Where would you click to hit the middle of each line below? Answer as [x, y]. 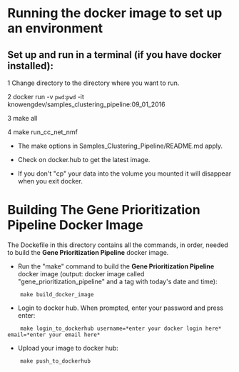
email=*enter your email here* [54, 335]
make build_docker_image [57, 294]
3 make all [22, 118]
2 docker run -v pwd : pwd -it [46, 97]
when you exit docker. [50, 181]
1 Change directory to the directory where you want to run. [93, 83]
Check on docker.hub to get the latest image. [84, 160]
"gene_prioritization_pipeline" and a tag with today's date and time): [117, 281]
